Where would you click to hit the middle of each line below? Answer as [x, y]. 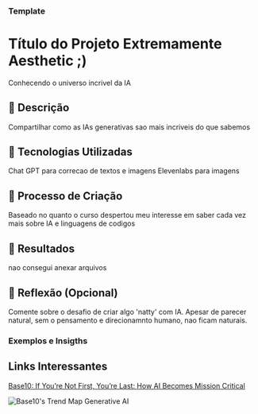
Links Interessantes [58, 367]
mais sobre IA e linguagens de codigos [72, 223]
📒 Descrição [39, 108]
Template [27, 11]
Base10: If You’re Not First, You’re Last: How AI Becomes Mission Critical [127, 385]
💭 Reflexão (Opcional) [63, 293]
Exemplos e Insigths [48, 341]
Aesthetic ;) [48, 61]
